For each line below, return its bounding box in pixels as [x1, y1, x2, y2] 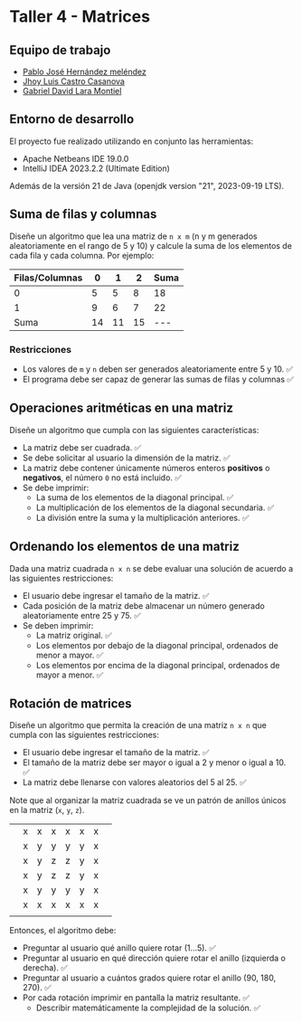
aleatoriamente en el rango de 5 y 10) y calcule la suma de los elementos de [9, 240, 292, 251]
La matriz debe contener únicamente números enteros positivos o [22, 462, 270, 473]
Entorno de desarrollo [9, 111, 135, 128]
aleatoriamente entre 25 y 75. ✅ [22, 610, 142, 620]
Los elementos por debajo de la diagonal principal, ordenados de [35, 639, 278, 650]
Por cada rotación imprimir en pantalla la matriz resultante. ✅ [22, 992, 250, 1003]
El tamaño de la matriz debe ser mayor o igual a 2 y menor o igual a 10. [22, 757, 287, 768]
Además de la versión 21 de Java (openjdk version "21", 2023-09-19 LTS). [9, 180, 285, 191]
